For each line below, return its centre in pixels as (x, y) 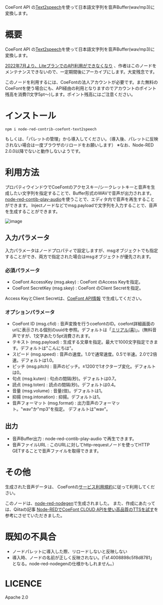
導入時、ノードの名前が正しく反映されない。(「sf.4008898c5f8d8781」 (83, 557)
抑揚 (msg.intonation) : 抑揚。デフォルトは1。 (57, 397)
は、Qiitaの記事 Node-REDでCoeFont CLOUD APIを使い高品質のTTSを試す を (82, 509)
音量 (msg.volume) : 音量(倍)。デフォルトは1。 (59, 391)
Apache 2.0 (17, 597)
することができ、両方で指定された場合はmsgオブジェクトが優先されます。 (79, 256)
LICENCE (24, 584)
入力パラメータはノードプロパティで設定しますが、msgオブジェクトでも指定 (81, 250)
